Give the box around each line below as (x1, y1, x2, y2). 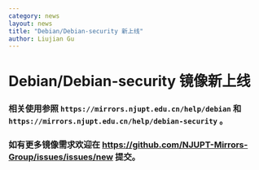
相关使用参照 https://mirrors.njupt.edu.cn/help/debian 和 (8, 103, 242, 115)
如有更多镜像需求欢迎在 (8, 139, 100, 150)
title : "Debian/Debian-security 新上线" (8, 27, 144, 35)
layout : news (8, 20, 53, 28)
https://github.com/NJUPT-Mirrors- (101, 139, 248, 150)
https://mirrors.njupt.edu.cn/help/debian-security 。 (8, 116, 228, 127)
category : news (8, 11, 60, 20)
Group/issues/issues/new (8, 151, 114, 163)
